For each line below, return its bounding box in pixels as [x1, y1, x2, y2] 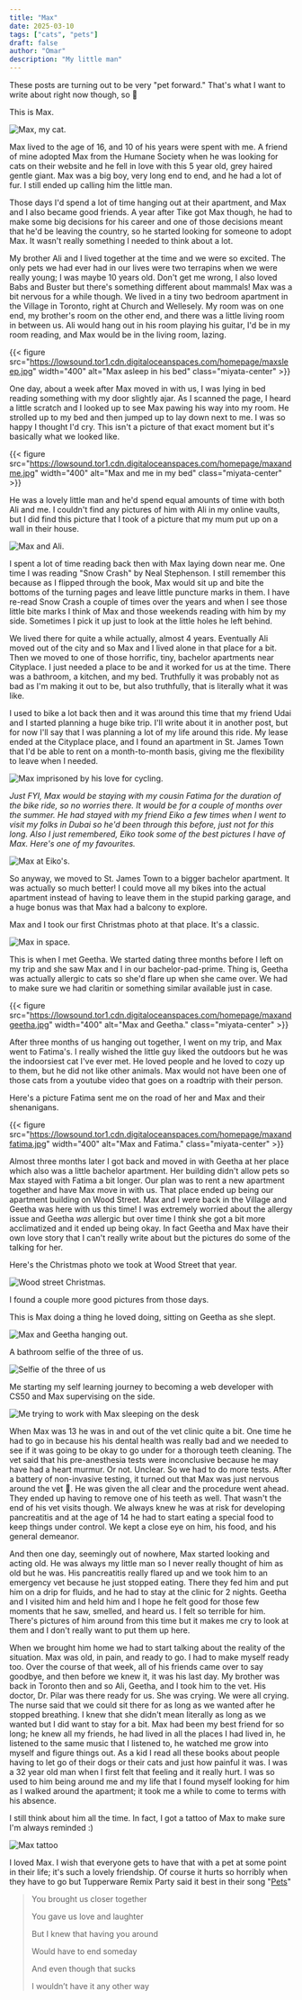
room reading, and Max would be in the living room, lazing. [9, 329, 226, 340]
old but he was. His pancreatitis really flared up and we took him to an [9, 1567, 268, 1578]
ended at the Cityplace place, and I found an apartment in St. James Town [9, 737, 285, 747]
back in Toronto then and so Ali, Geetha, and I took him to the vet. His [9, 1681, 267, 1691]
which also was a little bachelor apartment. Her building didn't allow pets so [9, 1166, 290, 1176]
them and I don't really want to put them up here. [9, 1625, 191, 1636]
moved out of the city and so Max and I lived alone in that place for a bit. [9, 642, 277, 653]
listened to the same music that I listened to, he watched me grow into [9, 1738, 269, 1748]
